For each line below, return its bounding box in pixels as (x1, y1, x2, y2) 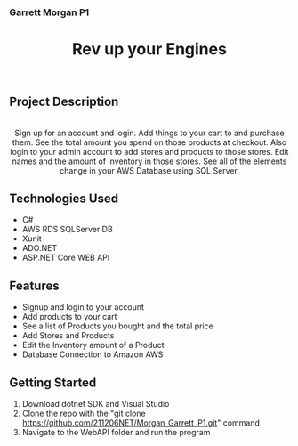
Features (9, 278, 60, 293)
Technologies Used (9, 191, 118, 207)
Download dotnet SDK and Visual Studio (21, 399, 170, 410)
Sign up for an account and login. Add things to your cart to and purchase (14, 127, 285, 138)
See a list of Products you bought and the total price (21, 320, 213, 331)
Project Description (9, 94, 119, 109)
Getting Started (9, 375, 97, 390)
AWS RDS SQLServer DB (21, 224, 113, 235)
